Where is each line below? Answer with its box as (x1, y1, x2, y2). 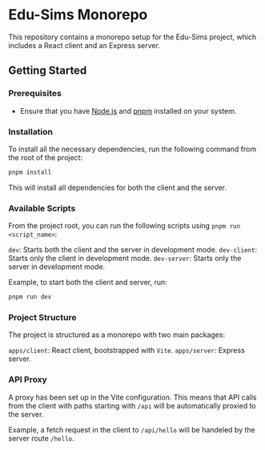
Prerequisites (8, 88, 62, 99)
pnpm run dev (8, 293, 52, 301)
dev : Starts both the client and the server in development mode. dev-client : (8, 245, 258, 255)
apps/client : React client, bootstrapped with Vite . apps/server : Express (8, 346, 246, 356)
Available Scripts (8, 203, 76, 214)
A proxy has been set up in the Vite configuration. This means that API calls (8, 392, 257, 402)
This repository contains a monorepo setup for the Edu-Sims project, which (8, 32, 257, 42)
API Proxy (8, 374, 48, 385)
